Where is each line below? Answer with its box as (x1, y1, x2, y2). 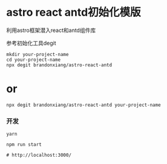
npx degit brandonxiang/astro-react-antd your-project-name (6, 102, 162, 108)
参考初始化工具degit (6, 39, 56, 46)
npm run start (6, 142, 42, 148)
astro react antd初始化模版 (6, 5, 141, 19)
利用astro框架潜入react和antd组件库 (6, 27, 96, 34)
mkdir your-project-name (6, 51, 69, 57)
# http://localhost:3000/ (6, 152, 71, 159)
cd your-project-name (6, 57, 61, 63)
